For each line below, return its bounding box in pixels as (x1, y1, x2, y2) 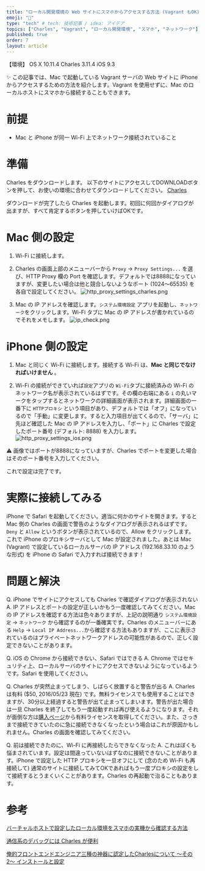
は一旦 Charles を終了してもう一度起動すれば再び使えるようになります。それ (6, 706, 199, 713)
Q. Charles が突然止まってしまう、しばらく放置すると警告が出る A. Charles (6, 682, 195, 690)
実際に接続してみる (6, 491, 103, 505)
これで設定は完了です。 (6, 468, 65, 475)
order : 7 (6, 37, 29, 43)
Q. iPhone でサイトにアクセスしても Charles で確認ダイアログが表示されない (6, 596, 198, 603)
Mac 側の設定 (6, 230, 74, 244)
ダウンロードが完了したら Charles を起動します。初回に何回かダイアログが (6, 199, 194, 206)
